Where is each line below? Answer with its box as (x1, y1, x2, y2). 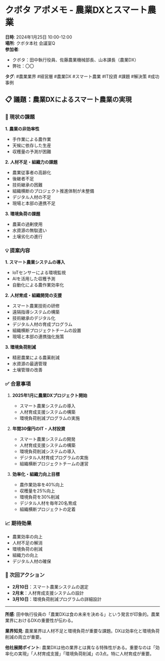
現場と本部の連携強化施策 (12, 333, 64, 339)
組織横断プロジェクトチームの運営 (19, 461, 89, 467)
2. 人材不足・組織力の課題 (5, 159, 58, 165)
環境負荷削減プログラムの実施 (19, 415, 80, 421)
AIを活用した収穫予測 (12, 275, 55, 281)
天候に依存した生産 (12, 142, 52, 148)
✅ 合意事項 (5, 380, 31, 387)
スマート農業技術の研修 (12, 302, 60, 308)
